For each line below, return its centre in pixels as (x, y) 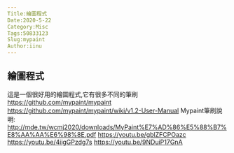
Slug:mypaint (26, 40)
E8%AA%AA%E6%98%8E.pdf (52, 134)
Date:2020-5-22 (29, 20)
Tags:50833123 (28, 33)
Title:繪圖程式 (27, 14)
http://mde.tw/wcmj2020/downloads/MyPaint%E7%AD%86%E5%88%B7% (117, 127)
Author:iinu (25, 46)
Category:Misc (28, 27)
